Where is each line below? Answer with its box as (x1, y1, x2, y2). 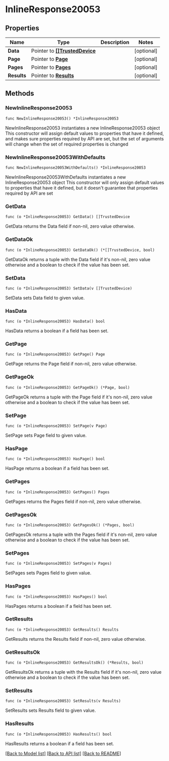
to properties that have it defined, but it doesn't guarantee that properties (5, 185, 158, 191)
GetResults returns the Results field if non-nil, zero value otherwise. (5, 636, 146, 642)
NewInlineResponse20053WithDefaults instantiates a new (5, 174, 126, 180)
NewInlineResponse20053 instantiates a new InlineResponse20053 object (5, 125, 160, 131)
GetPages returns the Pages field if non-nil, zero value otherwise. (5, 498, 142, 504)
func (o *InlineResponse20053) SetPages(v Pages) (5, 561, 112, 566)
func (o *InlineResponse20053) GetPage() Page (5, 352, 105, 357)
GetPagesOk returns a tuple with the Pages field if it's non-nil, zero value (5, 531, 157, 537)
